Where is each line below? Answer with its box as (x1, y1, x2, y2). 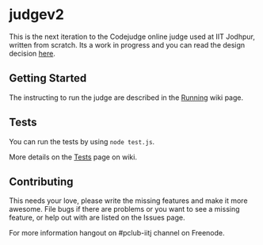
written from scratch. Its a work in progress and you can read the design (9, 40, 246, 49)
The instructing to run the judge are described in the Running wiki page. (9, 93, 244, 102)
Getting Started (9, 71, 87, 85)
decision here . (9, 48, 56, 58)
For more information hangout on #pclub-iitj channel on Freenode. (9, 228, 225, 238)
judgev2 (9, 6, 64, 24)
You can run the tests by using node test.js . (9, 136, 155, 146)
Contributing (9, 174, 74, 188)
